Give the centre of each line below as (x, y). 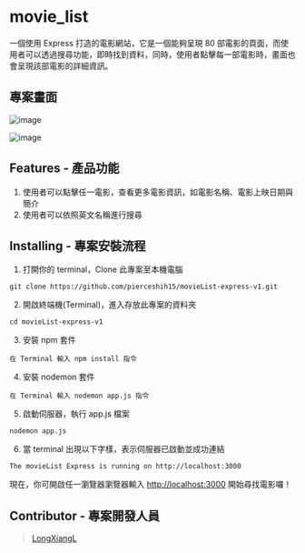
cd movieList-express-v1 (56, 322)
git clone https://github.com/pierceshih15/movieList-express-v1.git (144, 287)
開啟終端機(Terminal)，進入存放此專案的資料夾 (109, 305)
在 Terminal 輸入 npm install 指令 (74, 359)
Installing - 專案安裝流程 (78, 246)
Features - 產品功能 (64, 169)
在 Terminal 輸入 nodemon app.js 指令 (79, 396)
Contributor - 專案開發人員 (85, 516)
